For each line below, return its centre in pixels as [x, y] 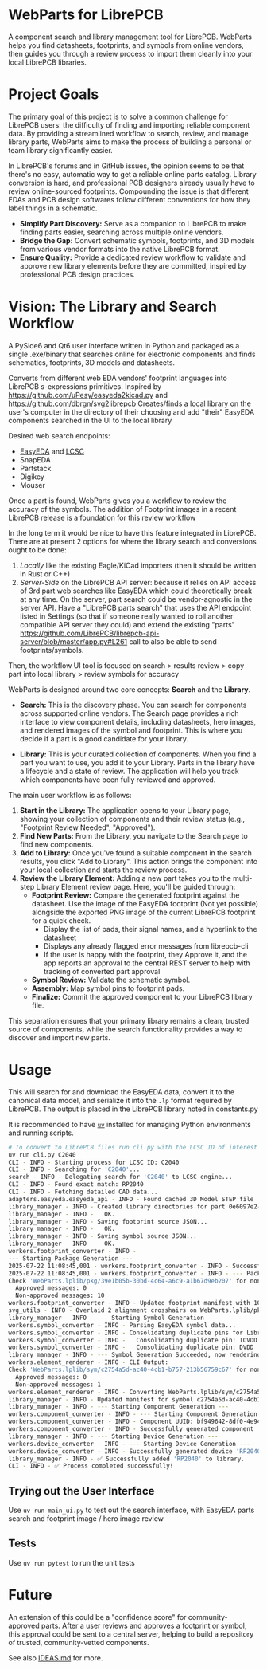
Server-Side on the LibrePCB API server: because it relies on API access [138, 582]
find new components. [56, 844]
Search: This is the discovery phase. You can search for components [133, 705]
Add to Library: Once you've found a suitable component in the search [136, 853]
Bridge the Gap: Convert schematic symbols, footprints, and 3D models [137, 240]
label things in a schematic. [53, 208]
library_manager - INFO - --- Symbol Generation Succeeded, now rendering [135, 1355]
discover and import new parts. [60, 1037]
